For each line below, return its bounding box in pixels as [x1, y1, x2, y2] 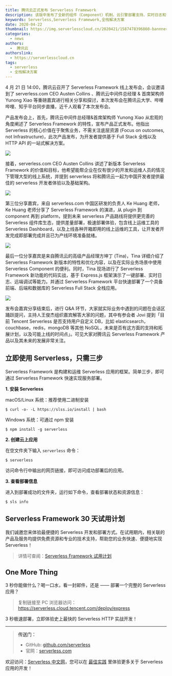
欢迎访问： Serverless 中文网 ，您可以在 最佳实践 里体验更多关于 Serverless [5, 659, 163, 665]
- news [10, 36, 24, 42]
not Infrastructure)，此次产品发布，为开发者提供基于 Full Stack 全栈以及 [5, 134, 157, 140]
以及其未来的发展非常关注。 [9, 337, 68, 344]
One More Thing [5, 568, 58, 577]
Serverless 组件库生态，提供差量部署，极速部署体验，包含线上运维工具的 [5, 220, 160, 226]
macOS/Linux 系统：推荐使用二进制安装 [5, 396, 89, 403]
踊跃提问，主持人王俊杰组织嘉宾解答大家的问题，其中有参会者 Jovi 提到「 [5, 312, 160, 318]
